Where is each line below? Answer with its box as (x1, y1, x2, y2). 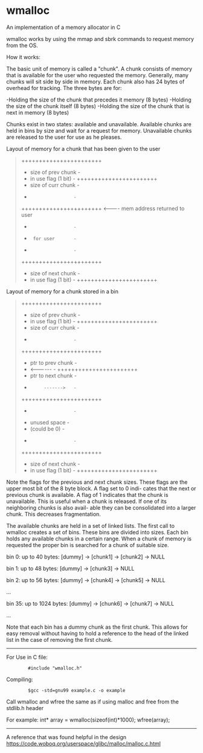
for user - (33, 236, 77, 242)
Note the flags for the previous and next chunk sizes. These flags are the (6, 478, 188, 485)
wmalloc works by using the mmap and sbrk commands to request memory (6, 35, 195, 42)
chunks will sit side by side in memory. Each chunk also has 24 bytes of (6, 78, 185, 85)
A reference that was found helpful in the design (6, 733, 127, 740)
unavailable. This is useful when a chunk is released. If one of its (6, 498, 167, 505)
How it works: (6, 53, 41, 60)
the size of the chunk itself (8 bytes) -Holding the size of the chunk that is (6, 102, 190, 109)
